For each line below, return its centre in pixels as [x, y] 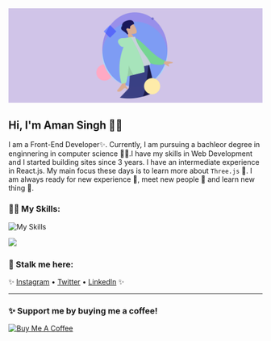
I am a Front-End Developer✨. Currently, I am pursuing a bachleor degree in [134, 145]
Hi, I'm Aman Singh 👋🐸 [66, 125]
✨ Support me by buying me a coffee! [83, 310]
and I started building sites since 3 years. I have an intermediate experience [134, 162]
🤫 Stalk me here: [41, 264]
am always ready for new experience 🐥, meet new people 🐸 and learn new [132, 179]
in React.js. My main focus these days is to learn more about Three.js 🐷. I [130, 171]
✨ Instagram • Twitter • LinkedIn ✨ [67, 281]
